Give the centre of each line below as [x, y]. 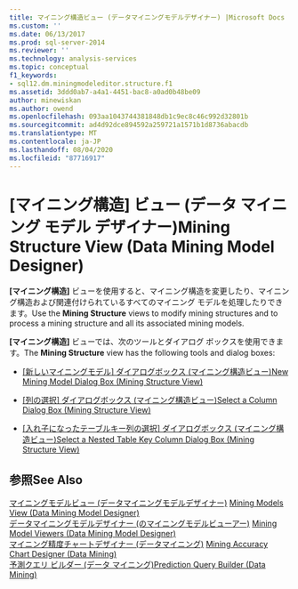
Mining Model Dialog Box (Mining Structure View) [113, 382]
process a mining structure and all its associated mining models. [127, 323]
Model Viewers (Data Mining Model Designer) [93, 534]
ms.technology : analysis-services [73, 59]
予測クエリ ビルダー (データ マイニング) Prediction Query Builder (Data [137, 565]
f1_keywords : [33, 76]
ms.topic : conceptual [49, 68]
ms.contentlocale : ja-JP [55, 141]
